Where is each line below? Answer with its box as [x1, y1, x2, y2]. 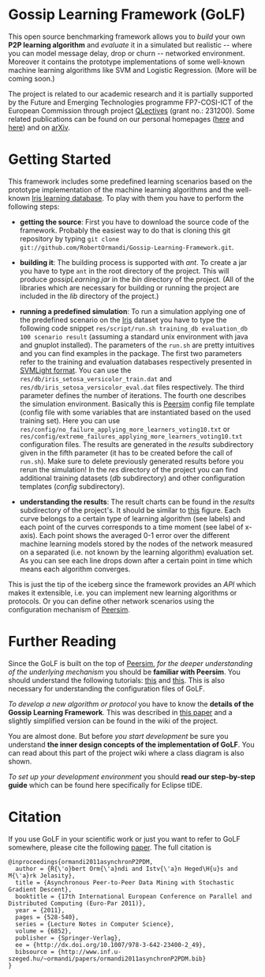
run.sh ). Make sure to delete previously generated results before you [19, 456, 244, 466]
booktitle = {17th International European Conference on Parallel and [15, 892, 252, 900]
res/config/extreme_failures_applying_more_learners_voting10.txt [19, 433, 243, 441]
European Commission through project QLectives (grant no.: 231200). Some [8, 105, 255, 115]
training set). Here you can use [19, 415, 121, 425]
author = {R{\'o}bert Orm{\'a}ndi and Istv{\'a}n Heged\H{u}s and [15, 865, 238, 873]
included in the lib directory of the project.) [19, 291, 159, 301]
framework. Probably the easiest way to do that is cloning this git [19, 225, 231, 235]
